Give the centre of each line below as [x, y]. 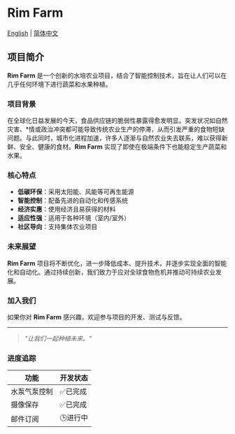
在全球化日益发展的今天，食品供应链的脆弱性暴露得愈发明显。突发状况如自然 [117, 121]
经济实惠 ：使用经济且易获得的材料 [66, 209]
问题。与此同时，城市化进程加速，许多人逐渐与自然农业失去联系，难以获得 [114, 138]
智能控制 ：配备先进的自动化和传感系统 [72, 201]
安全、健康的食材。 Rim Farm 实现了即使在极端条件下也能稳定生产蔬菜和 [123, 147]
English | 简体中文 [33, 33]
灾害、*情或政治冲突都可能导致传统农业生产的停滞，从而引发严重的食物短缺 [116, 129]
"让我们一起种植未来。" [58, 338]
